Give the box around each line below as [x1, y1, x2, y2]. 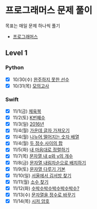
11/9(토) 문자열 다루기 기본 [12, 166, 66, 172]
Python [5, 64, 24, 71]
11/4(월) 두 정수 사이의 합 [12, 140, 63, 147]
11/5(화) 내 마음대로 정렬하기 [12, 147, 70, 153]
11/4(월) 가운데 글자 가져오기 [12, 128, 70, 134]
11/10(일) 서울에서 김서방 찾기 [12, 172, 72, 178]
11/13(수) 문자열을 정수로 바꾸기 [12, 192, 76, 198]
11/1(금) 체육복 [12, 108, 42, 114]
